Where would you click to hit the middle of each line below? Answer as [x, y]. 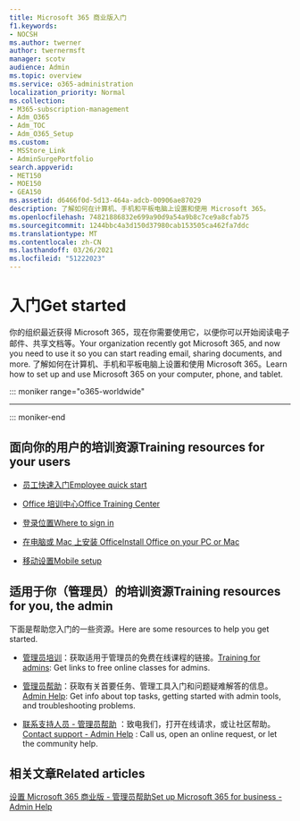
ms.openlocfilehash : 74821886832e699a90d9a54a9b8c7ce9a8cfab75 [129, 217]
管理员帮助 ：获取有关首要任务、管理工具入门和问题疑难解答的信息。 [147, 686]
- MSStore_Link [37, 150]
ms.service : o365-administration [71, 84]
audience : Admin [39, 68]
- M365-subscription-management [69, 109]
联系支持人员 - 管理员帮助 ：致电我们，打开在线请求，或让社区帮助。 [149, 724]
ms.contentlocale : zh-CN [55, 242]
